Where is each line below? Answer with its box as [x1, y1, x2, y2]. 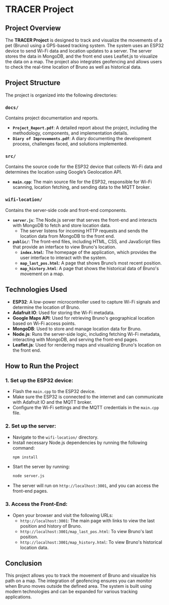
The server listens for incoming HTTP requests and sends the [20, 228, 148, 234]
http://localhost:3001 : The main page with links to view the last [20, 517, 155, 524]
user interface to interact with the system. [20, 254, 107, 261]
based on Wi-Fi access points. [12, 320, 76, 326]
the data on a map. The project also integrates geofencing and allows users [5, 59, 162, 64]
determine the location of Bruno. [12, 304, 80, 310]
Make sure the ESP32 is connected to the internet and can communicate [12, 394, 163, 400]
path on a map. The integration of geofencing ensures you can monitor [5, 578, 152, 584]
